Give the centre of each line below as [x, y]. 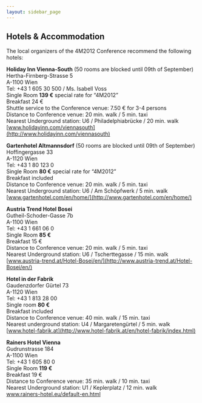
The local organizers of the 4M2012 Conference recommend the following [99, 51]
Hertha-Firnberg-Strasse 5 [40, 76]
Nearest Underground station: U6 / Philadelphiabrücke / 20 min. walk [93, 121]
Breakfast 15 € [24, 241]
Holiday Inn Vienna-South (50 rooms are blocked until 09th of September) [100, 69]
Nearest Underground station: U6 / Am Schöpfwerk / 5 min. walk [87, 191]
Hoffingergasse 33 [30, 152]
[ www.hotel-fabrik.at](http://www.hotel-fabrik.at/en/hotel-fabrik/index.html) [101, 331]
